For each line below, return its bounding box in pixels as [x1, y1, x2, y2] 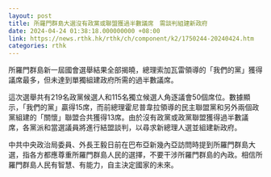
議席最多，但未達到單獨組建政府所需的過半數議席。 [8, 75, 178, 85]
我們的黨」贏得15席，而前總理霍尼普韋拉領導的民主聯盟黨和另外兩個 [25, 103, 252, 112]
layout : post [8, 11, 52, 20]
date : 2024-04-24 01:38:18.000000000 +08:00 [8, 27, 161, 35]
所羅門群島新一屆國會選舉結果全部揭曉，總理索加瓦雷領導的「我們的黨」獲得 [8, 65, 263, 75]
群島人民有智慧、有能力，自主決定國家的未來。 [22, 160, 178, 170]
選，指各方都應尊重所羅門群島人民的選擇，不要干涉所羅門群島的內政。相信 [8, 150, 256, 160]
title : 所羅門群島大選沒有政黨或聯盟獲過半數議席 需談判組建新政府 [8, 19, 208, 27]
